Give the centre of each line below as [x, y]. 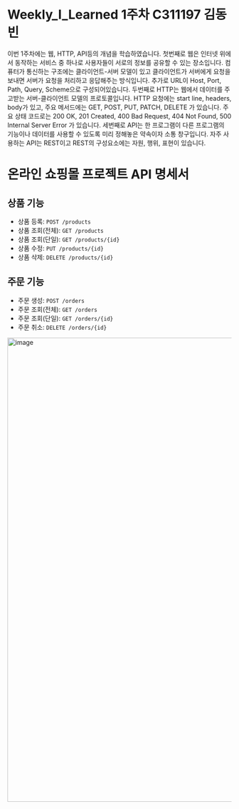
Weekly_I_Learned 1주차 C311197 [104, 15]
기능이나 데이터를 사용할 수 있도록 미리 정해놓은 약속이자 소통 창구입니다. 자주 [115, 134]
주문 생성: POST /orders [51, 300]
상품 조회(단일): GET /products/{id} [69, 239]
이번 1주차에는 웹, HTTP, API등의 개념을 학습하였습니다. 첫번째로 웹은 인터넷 [113, 54]
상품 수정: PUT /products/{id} [61, 248]
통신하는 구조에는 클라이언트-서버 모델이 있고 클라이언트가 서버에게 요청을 [128, 71]
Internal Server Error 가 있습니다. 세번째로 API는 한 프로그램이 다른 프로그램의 [116, 125]
